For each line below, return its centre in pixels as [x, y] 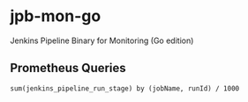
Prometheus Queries [68, 68]
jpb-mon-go [56, 16]
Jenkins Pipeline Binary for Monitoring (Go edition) [102, 40]
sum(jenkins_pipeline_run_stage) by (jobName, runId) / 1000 [125, 88]
